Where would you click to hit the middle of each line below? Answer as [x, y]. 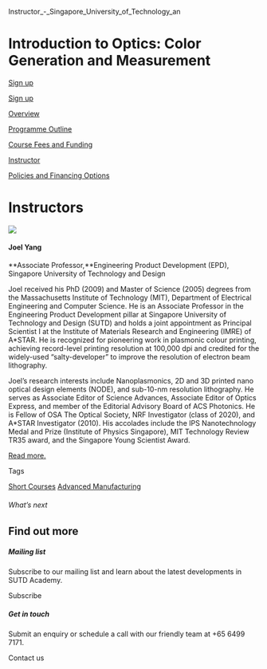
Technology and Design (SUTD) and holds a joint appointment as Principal [130, 323]
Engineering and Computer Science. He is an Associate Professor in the [126, 306]
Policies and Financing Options [59, 175]
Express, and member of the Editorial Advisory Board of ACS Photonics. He [132, 407]
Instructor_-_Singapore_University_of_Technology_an [94, 12]
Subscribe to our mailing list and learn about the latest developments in [125, 572]
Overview [24, 113]
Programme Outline [40, 129]
